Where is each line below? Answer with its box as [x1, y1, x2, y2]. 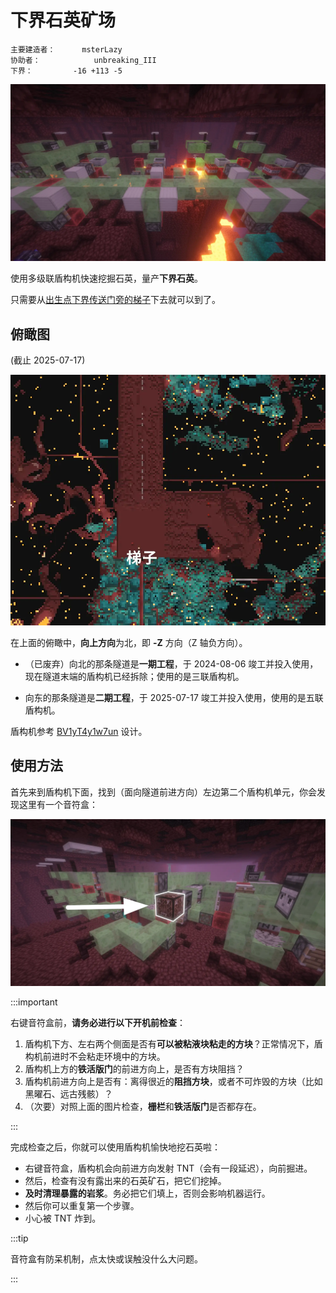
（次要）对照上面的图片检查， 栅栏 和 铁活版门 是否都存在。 [24, 1100, 262, 1112]
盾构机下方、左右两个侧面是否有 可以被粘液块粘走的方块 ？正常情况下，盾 [24, 1037, 323, 1050]
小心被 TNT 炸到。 [24, 1212, 102, 1224]
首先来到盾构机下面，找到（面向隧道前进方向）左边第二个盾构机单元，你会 [10, 786, 317, 798]
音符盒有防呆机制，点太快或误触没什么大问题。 [10, 1252, 203, 1265]
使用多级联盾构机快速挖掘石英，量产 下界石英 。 [10, 272, 203, 285]
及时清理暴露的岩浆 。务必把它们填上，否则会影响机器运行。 [24, 1187, 271, 1199]
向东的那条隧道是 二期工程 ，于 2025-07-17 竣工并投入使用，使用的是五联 [24, 691, 324, 703]
